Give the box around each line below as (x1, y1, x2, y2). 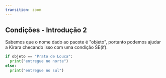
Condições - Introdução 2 (5, 26, 87, 34)
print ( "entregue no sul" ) (10, 68, 64, 73)
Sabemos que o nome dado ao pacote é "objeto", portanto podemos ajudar (5, 39, 161, 45)
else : (5, 63, 17, 68)
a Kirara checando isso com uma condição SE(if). (5, 44, 108, 50)
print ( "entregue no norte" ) (10, 58, 69, 64)
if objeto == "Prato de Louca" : (5, 54, 73, 59)
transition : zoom (5, 7, 42, 12)
